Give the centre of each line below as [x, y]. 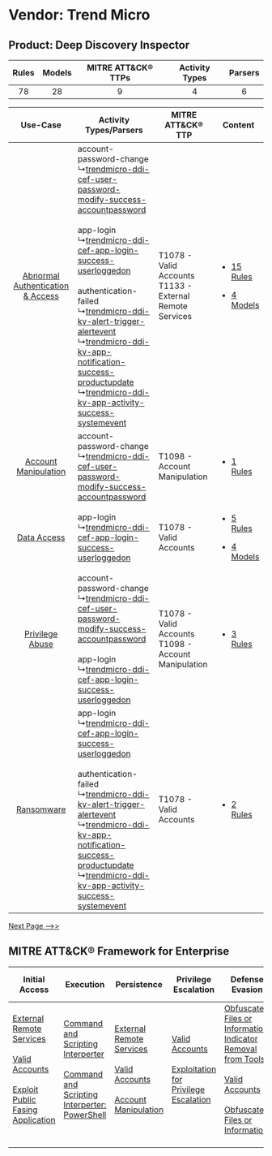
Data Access [41, 537]
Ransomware [41, 809]
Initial [34, 979]
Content [238, 125]
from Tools [244, 1059]
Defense [247, 979]
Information [246, 1130]
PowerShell [85, 1115]
